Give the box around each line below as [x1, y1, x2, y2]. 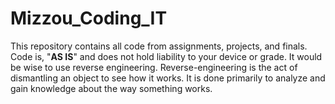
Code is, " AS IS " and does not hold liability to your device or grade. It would [10, 50, 323, 62]
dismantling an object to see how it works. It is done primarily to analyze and [10, 72, 326, 84]
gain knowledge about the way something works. [10, 82, 213, 94]
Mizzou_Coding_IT [10, 7, 168, 30]
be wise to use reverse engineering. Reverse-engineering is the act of [10, 61, 298, 73]
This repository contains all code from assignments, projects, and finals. [10, 40, 308, 52]
